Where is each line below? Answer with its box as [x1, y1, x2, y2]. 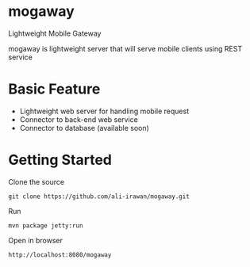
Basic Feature [8, 80, 101, 98]
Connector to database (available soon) [19, 123, 149, 132]
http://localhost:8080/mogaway [8, 250, 112, 259]
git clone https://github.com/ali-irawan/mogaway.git [8, 193, 190, 200]
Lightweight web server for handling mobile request [19, 106, 190, 116]
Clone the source [8, 177, 65, 186]
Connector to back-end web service [19, 114, 139, 124]
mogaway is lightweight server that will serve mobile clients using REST [8, 44, 243, 53]
